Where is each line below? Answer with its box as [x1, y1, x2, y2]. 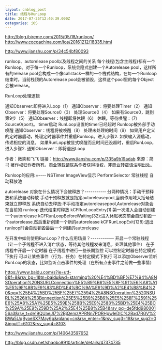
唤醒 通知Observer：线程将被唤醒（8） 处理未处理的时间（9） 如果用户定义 [5, 127, 156, 133]
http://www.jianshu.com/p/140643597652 [5, 330, 88, 336]
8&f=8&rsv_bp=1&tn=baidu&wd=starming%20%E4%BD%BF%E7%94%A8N [5, 274, 157, 280]
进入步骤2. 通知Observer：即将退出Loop [5, 146, 86, 152]
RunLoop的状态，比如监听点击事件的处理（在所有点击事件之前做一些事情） [5, 260, 154, 266]
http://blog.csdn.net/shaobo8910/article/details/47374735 [5, 340, 121, 346]
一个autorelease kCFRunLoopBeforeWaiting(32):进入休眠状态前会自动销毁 [5, 213, 152, 219]
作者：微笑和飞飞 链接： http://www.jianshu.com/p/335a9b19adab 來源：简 [5, 156, 154, 162]
